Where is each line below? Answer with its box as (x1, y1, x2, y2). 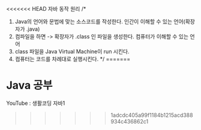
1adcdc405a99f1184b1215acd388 (110, 111, 193, 119)
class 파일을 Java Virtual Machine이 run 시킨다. (14, 48, 130, 55)
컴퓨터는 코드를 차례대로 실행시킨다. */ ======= (14, 56, 131, 62)
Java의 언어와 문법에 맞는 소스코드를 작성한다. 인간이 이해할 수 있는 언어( (14, 18, 186, 25)
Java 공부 (6, 78, 53, 92)
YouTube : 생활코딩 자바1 (6, 99, 65, 107)
